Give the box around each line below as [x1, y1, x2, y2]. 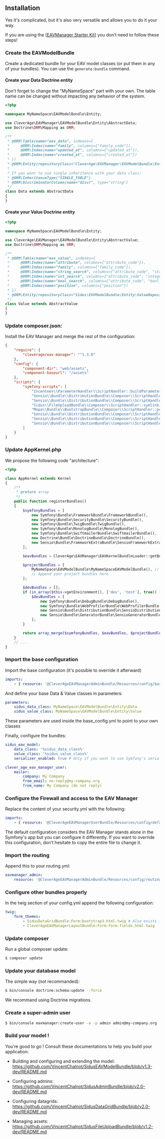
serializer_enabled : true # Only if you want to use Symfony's [14, 756, 146, 761]
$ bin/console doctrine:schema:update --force [5, 988, 102, 993]
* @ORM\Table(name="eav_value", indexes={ [7, 256, 96, 261]
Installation [5, 4, 40, 12]
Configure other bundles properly [5, 889, 87, 896]
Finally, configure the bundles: [5, 733, 66, 739]
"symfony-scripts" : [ [23, 384, 67, 389]
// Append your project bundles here [31, 572, 109, 577]
